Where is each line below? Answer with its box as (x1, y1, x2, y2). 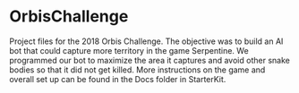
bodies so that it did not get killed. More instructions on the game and (9, 64, 266, 75)
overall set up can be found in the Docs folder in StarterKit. (9, 73, 226, 84)
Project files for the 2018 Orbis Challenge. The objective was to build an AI (9, 36, 284, 46)
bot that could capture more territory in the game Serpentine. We (9, 45, 249, 55)
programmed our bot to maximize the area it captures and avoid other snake (9, 55, 291, 65)
